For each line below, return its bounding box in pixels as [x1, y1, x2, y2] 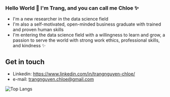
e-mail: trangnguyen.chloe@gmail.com [12, 76, 94, 82]
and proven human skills [12, 27, 64, 33]
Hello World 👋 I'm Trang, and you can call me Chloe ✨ [5, 5, 139, 12]
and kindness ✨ [12, 43, 46, 49]
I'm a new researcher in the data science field [12, 16, 109, 22]
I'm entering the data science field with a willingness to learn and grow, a [12, 32, 165, 38]
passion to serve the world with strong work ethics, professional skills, [12, 37, 160, 43]
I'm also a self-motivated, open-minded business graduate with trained [12, 21, 161, 27]
